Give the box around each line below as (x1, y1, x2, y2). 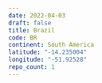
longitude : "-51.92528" (8, 56, 88, 64)
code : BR (8, 33, 37, 42)
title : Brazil (8, 26, 56, 34)
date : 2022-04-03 (8, 11, 66, 20)
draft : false (8, 19, 52, 27)
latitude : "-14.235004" (8, 48, 88, 56)
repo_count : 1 (8, 63, 56, 71)
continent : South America (8, 41, 94, 49)
